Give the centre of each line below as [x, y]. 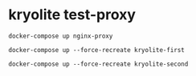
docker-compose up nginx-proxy [61, 36]
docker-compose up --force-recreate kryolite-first [96, 50]
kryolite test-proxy [72, 15]
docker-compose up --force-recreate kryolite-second [98, 64]
